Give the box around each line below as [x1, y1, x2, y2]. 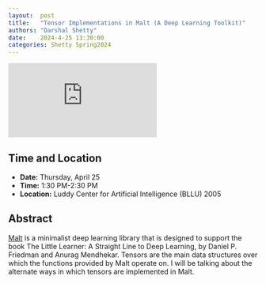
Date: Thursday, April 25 [19, 172, 101, 182]
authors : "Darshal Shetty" [8, 26, 97, 34]
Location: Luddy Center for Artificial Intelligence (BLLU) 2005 [19, 189, 222, 199]
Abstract [8, 212, 53, 225]
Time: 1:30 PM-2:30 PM [19, 180, 98, 190]
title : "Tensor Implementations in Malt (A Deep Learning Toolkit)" [8, 19, 246, 27]
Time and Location [8, 151, 102, 165]
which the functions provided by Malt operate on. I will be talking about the [8, 258, 253, 267]
